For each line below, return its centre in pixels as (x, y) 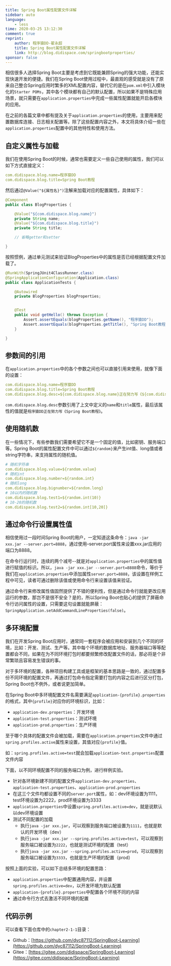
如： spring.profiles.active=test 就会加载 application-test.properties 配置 (85, 753)
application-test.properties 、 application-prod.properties (77, 787)
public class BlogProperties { (38, 205)
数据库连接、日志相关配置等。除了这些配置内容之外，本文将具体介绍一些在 (88, 122)
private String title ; (38, 228)
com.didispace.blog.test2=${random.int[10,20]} (57, 507)
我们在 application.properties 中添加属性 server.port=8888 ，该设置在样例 (82, 574)
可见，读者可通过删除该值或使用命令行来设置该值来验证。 (74, 581)
